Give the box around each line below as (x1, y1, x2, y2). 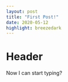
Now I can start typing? (6, 70, 63, 77)
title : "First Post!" (6, 14, 59, 20)
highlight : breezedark (6, 25, 62, 31)
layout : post (6, 8, 38, 15)
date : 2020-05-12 (6, 19, 49, 25)
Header (6, 50, 43, 63)
